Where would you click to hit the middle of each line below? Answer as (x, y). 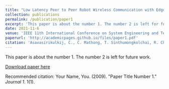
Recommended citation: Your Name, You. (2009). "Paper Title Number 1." (81, 76)
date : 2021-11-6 (22, 29)
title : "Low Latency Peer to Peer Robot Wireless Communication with (80, 10)
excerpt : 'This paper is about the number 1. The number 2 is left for (82, 24)
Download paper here (28, 66)
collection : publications (32, 15)
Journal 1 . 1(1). (20, 81)
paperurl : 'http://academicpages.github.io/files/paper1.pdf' (72, 38)
